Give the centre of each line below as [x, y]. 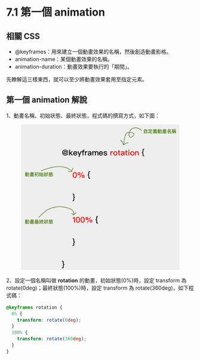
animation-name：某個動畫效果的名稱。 [64, 59]
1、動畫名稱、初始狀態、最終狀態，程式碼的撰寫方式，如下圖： [83, 115]
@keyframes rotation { [34, 307]
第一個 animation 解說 [47, 100]
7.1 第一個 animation [56, 12]
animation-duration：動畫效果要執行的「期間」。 [74, 67]
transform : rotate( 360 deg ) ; [52, 339]
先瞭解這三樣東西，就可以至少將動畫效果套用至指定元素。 [77, 79]
